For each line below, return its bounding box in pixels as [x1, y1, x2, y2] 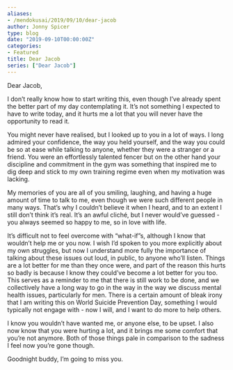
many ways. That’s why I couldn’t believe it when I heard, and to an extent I [7, 203, 223, 211]
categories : [7, 43, 42, 49]
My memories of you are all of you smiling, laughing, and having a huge [7, 188, 212, 196]
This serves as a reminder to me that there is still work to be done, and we [7, 276, 220, 284]
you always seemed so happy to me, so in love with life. [7, 217, 167, 226]
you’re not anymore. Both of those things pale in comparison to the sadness [7, 334, 225, 342]
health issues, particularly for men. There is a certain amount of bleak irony [7, 291, 223, 299]
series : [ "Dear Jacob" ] [7, 62, 77, 69]
